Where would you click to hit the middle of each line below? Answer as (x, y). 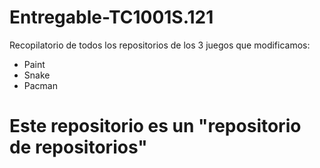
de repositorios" (78, 147)
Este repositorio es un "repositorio (155, 126)
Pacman (40, 85)
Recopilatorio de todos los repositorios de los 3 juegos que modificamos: (160, 45)
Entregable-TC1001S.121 (111, 17)
